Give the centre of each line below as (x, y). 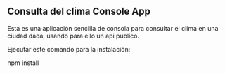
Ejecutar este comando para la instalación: (69, 49)
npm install (23, 63)
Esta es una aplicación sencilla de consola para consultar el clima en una (113, 28)
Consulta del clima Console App (79, 12)
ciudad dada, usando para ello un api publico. (73, 36)
